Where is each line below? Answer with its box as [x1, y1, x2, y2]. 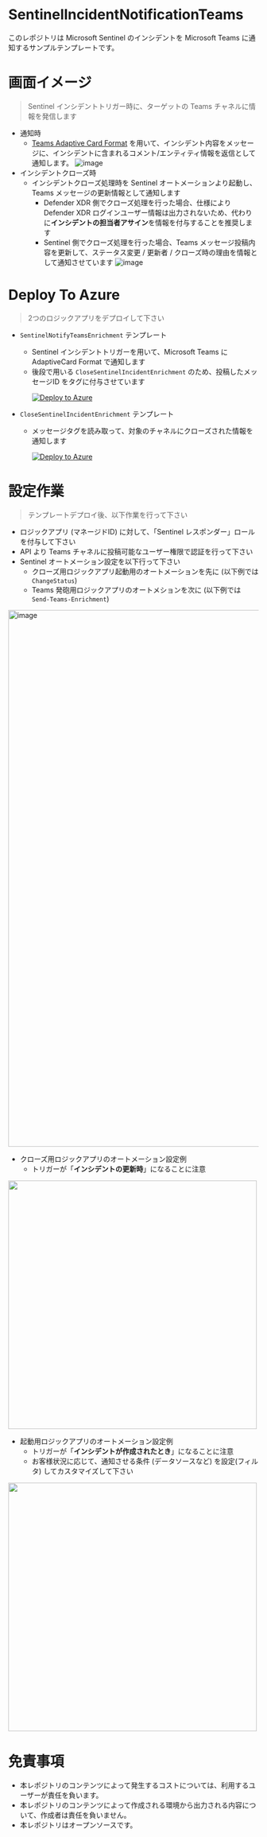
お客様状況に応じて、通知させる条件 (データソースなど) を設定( [31, 1456, 238, 1466]
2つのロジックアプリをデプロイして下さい [27, 313, 164, 323]
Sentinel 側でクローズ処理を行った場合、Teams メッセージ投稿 [43, 237, 249, 247]
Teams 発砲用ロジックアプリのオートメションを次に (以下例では [31, 584, 242, 594]
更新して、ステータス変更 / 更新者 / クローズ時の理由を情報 [57, 247, 251, 257]
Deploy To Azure [8, 286, 121, 304]
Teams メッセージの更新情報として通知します [31, 188, 181, 197]
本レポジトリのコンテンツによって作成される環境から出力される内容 [19, 1800, 242, 1810]
